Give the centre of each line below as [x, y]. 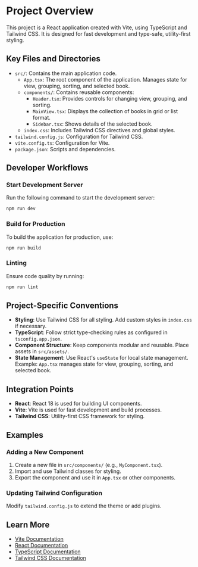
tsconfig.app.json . [38, 339]
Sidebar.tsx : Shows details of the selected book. [92, 124]
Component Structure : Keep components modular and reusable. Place [102, 345]
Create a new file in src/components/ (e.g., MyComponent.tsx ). [89, 465]
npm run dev [21, 209]
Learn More [28, 524]
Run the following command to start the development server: [81, 198]
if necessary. [31, 326]
